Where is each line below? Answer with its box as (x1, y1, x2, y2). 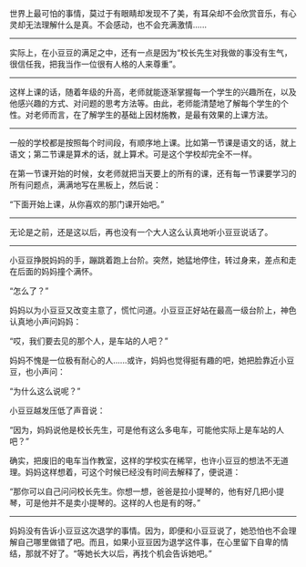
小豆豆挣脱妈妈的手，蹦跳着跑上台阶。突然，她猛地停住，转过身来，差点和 (9, 254, 289, 265)
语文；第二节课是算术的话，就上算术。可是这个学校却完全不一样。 (9, 149, 257, 160)
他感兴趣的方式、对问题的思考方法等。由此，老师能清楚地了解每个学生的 (9, 98, 280, 108)
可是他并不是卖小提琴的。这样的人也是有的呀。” (25, 498, 201, 508)
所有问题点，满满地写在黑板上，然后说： (9, 180, 161, 190)
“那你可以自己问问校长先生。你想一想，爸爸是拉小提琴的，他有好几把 (9, 486, 269, 497)
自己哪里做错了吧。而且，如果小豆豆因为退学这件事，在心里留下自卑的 (16, 537, 280, 547)
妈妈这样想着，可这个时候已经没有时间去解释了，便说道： (25, 467, 241, 477)
